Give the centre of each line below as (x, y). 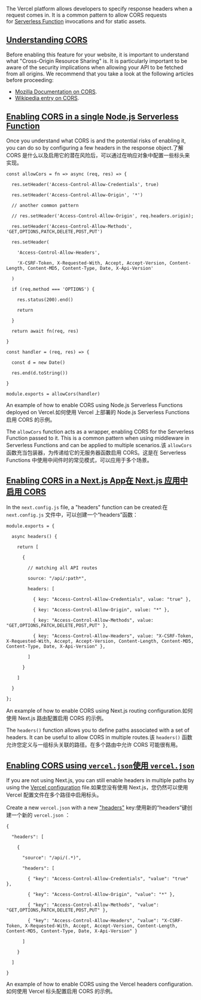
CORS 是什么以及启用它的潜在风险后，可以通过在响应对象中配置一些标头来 (98, 155)
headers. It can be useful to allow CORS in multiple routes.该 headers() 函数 (99, 737)
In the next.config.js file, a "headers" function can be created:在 (87, 507)
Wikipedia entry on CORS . (47, 98)
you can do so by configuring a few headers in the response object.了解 (95, 148)
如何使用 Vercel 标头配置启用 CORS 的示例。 (61, 991)
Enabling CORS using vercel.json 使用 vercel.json (100, 765)
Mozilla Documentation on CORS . (56, 92)
